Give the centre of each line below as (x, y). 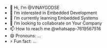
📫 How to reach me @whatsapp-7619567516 (55, 29)
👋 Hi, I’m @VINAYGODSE (34, 8)
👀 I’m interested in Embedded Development (53, 13)
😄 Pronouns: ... (25, 36)
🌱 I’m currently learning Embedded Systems (54, 18)
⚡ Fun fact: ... (23, 41)
